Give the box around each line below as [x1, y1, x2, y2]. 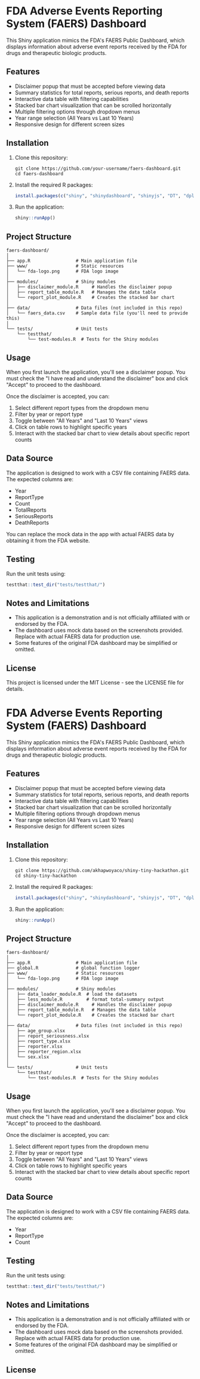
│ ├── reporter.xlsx [6, 1044, 63, 1050]
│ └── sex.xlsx [6, 1054, 50, 1060]
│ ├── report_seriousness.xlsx [6, 1033, 90, 1039]
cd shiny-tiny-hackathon [14, 873, 77, 879]
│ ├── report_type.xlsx [6, 1038, 70, 1044]
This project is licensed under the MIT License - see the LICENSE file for [6, 679, 184, 686]
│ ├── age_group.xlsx [6, 1028, 66, 1034]
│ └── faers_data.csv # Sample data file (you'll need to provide [6, 310, 188, 316]
